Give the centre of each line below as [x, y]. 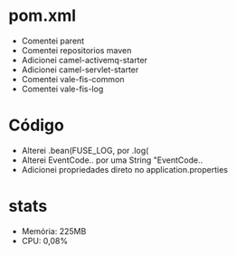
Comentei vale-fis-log [62, 89]
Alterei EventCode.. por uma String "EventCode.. [112, 160]
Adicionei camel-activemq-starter [85, 60]
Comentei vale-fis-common [73, 79]
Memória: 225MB [54, 231]
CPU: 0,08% [45, 241]
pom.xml [43, 16]
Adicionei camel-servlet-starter [80, 70]
